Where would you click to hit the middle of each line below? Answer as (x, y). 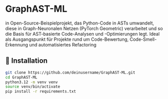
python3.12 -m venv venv (32, 82)
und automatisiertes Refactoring (63, 44)
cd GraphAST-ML (21, 77)
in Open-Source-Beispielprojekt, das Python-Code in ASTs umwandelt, (80, 23)
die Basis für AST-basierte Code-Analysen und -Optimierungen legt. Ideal (82, 34)
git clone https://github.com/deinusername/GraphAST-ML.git (71, 72)
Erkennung (17, 44)
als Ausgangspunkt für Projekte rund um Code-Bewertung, (67, 39)
